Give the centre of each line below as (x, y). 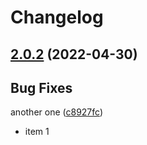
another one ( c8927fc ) (57, 112)
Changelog (57, 17)
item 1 (37, 132)
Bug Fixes (41, 87)
